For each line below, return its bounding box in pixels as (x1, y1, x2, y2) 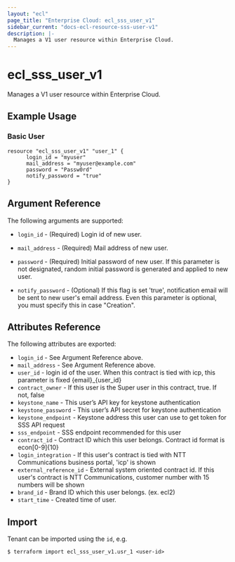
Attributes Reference (7, 321, 101, 333)
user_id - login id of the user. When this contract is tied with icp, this (17, 368, 216, 377)
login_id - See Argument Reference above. (17, 354, 144, 362)
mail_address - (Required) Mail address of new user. (17, 244, 168, 252)
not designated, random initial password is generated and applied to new (17, 265, 229, 273)
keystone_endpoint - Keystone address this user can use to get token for (17, 413, 227, 422)
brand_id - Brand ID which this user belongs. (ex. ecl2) (17, 488, 175, 497)
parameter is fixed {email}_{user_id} (17, 376, 122, 385)
